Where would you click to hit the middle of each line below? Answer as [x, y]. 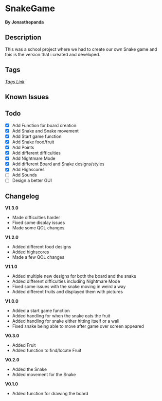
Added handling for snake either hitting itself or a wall [66, 321]
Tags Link [15, 82]
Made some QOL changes [38, 228]
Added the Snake [29, 369]
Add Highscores [28, 170]
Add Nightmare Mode [34, 158]
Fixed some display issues [38, 223]
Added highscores [31, 252]
